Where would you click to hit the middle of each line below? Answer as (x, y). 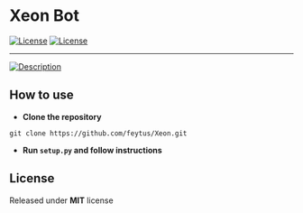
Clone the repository (62, 116)
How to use (41, 95)
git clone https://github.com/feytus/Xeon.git (98, 133)
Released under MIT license (62, 200)
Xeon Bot (44, 16)
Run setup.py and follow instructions (92, 150)
